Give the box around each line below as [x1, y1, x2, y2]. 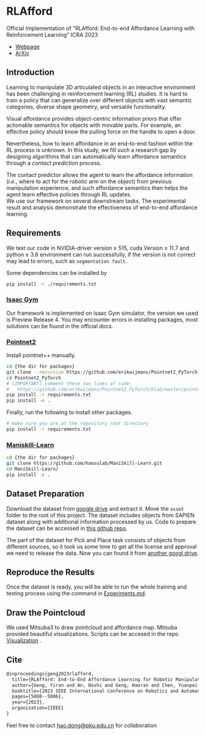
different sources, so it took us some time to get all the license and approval [6, 543, 197, 550]
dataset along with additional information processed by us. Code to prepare [6, 518, 196, 525]
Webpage [15, 43, 40, 50]
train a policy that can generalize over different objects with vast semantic [6, 96, 192, 104]
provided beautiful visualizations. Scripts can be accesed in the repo [6, 630, 179, 638]
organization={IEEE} [12, 705, 64, 711]
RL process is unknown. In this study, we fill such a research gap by [6, 146, 177, 154]
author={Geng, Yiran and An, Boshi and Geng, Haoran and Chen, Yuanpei [12, 682, 198, 688]
